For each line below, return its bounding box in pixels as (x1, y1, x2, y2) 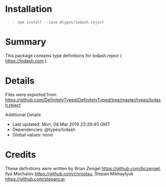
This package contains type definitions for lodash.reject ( (5, 52, 122, 58)
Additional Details (5, 111, 41, 117)
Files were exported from (5, 92, 56, 97)
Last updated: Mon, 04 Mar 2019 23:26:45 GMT (12, 121, 111, 127)
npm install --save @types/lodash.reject (17, 20, 104, 25)
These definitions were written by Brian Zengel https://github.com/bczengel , (5, 165, 161, 171)
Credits (5, 149, 36, 160)
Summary (5, 36, 46, 47)
